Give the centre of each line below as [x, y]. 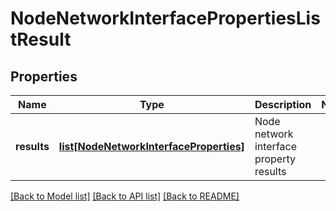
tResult [41, 39]
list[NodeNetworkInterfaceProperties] [151, 146]
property [275, 159]
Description [283, 104]
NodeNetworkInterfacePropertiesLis [165, 18]
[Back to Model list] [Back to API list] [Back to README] [125, 196]
